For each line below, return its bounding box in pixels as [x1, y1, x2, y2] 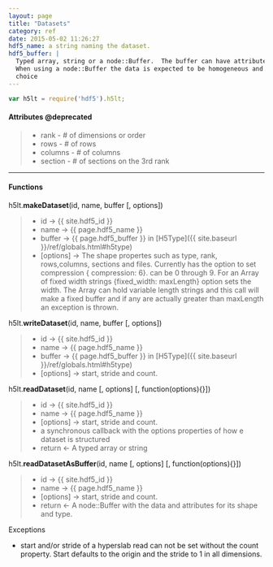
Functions [8, 182, 43, 192]
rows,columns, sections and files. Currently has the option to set [40, 259, 257, 269]
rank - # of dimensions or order [40, 130, 146, 140]
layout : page [8, 11, 53, 20]
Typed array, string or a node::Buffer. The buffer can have [15, 58, 231, 66]
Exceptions [8, 525, 46, 535]
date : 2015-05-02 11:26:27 [8, 34, 100, 43]
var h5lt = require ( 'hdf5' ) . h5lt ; [8, 94, 126, 102]
